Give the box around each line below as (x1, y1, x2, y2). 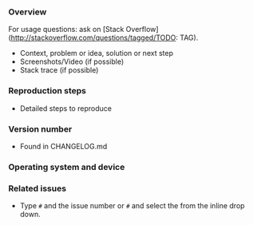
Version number (8, 123, 73, 134)
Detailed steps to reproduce (19, 103, 112, 113)
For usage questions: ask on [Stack (8, 25, 125, 34)
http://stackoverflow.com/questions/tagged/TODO (10, 33, 176, 42)
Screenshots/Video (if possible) (19, 57, 125, 66)
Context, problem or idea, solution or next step (19, 49, 174, 58)
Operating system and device (8, 161, 125, 172)
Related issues (8, 183, 66, 194)
